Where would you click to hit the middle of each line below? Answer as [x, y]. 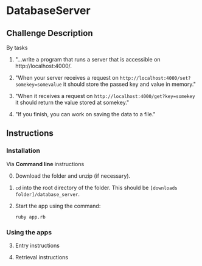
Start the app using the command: [58, 206]
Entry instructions [37, 245]
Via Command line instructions [45, 164]
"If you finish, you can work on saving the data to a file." [85, 114]
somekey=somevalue [38, 85]
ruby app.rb [30, 217]
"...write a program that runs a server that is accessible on [88, 59]
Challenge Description [50, 33]
